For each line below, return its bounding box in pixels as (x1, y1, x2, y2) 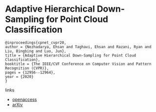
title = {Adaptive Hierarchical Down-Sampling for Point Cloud (5, 53, 136, 58)
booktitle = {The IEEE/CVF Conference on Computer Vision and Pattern (5, 61, 152, 66)
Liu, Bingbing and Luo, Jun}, (5, 49, 67, 54)
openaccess (12, 96, 37, 102)
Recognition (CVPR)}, (5, 66, 49, 71)
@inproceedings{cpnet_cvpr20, (5, 40, 67, 45)
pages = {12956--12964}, (5, 70, 56, 75)
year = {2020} (5, 74, 34, 79)
